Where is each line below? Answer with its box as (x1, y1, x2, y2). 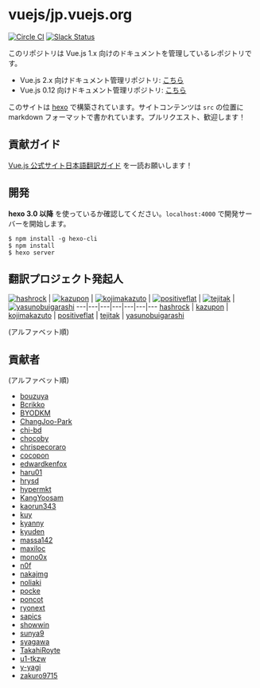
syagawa (19, 637, 50, 647)
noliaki (19, 578, 42, 588)
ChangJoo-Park (19, 417, 73, 427)
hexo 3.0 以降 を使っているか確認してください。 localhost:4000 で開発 (8, 209, 239, 218)
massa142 (19, 536, 53, 545)
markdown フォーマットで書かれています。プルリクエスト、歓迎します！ (8, 112, 246, 121)
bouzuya (19, 391, 49, 401)
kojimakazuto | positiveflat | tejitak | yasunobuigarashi (8, 311, 184, 320)
